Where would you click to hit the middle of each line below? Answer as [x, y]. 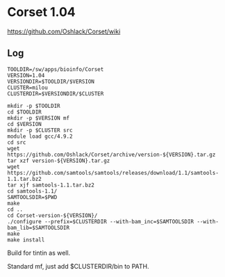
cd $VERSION [24, 124]
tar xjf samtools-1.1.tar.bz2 [51, 185]
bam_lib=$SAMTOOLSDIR [39, 228]
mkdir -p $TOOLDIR [34, 106]
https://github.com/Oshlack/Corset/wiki [64, 31]
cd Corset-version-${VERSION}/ [52, 215]
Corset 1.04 [41, 12]
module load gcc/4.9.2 [40, 136]
